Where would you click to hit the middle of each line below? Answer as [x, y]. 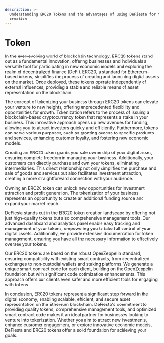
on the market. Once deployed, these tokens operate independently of [76, 82]
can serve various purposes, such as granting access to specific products [80, 133]
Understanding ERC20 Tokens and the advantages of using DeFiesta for [83, 14]
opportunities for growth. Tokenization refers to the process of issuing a [77, 112]
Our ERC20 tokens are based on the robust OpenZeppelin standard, [73, 253]
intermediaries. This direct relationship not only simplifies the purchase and [81, 168]
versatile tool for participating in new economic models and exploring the [79, 67]
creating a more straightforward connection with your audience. [69, 179]
